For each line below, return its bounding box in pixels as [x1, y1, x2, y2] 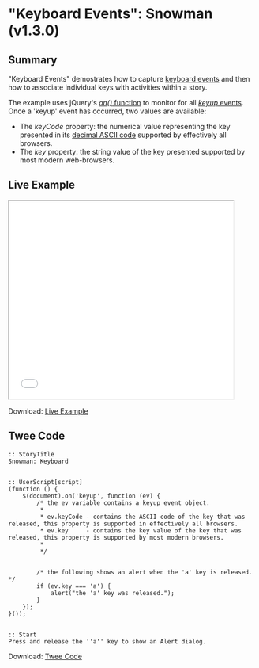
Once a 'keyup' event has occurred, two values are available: [8, 106, 207, 116]
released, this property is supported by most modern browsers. [8, 533, 224, 541]
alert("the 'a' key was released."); [50, 589, 175, 597]
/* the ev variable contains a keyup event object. [36, 498, 211, 507]
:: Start [8, 631, 37, 639]
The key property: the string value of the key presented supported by [19, 147, 246, 156]
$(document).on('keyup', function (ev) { [22, 492, 160, 500]
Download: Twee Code [8, 651, 83, 661]
